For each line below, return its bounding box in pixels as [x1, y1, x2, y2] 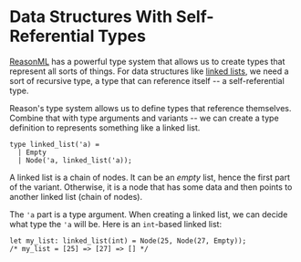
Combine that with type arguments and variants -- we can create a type [9, 112, 280, 123]
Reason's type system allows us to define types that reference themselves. [9, 102, 292, 113]
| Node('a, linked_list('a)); [17, 155, 132, 165]
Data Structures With [9, 6, 173, 27]
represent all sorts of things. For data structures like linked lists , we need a [9, 66, 289, 77]
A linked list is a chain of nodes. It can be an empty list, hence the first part [9, 172, 290, 183]
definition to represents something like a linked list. [9, 121, 201, 133]
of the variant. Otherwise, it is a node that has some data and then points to [9, 181, 293, 193]
